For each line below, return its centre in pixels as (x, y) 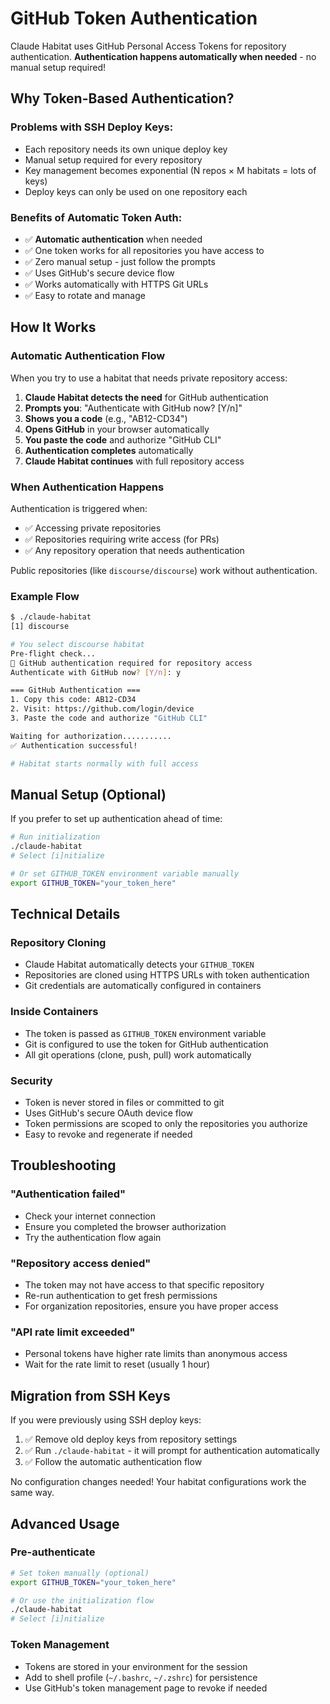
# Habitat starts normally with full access (104, 763)
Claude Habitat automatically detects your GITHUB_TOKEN (139, 964)
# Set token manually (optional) (80, 1573)
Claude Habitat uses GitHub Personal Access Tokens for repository (148, 46)
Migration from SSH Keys (90, 1395)
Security (31, 1080)
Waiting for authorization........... (91, 736)
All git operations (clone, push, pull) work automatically (138, 1054)
